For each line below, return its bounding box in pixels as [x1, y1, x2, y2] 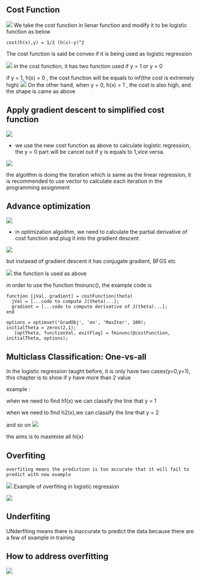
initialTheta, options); [6, 335, 68, 341]
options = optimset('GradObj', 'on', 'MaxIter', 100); [6, 320, 147, 326]
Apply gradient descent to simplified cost [6, 105, 165, 115]
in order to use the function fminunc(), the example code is [6, 282, 152, 289]
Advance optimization [6, 201, 91, 212]
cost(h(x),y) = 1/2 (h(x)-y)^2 [6, 39, 85, 46]
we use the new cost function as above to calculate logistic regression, [14, 141, 191, 149]
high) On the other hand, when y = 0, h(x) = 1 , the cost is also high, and [6, 81, 191, 88]
